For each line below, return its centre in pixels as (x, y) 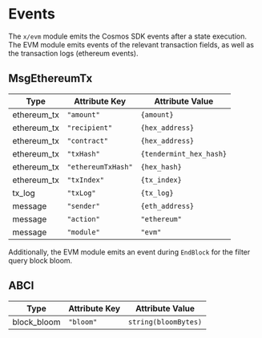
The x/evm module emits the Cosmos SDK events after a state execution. (127, 36)
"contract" (88, 140)
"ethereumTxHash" (100, 167)
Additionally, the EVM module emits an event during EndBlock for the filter (129, 252)
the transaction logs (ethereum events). (73, 53)
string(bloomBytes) (165, 322)
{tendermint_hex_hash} (184, 154)
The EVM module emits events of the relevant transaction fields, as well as (131, 44)
